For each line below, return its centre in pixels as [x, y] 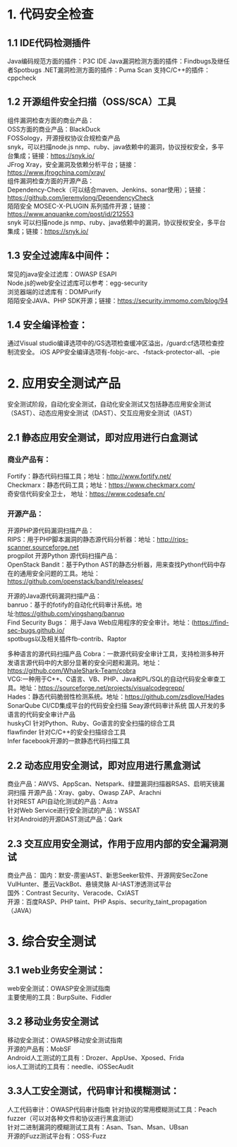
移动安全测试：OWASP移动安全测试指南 [65, 1040]
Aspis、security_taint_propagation [157, 902]
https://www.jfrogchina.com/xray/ [56, 172]
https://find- [211, 622]
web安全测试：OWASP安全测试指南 [59, 988]
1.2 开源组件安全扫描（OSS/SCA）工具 [92, 102]
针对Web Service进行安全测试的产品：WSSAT [74, 810]
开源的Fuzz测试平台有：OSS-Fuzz [57, 1136]
